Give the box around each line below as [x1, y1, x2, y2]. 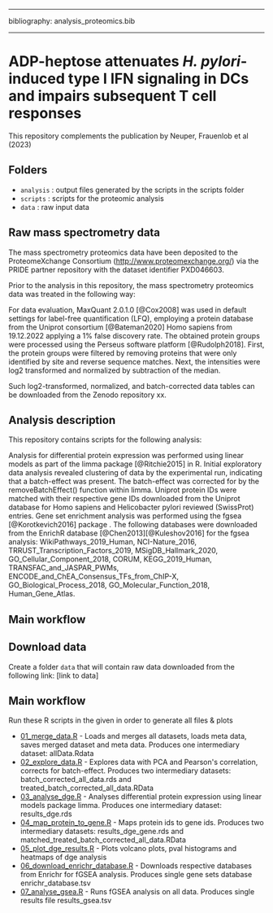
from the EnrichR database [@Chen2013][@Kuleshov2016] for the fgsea [8, 528, 249, 538]
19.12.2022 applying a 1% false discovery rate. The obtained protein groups [8, 330, 260, 340]
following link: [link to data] [8, 671, 99, 680]
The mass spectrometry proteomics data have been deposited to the [8, 247, 238, 257]
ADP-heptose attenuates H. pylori [8, 52, 241, 71]
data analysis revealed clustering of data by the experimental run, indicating [8, 468, 262, 478]
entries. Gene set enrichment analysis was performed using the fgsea [8, 511, 242, 521]
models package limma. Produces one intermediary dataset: [19, 801, 222, 810]
